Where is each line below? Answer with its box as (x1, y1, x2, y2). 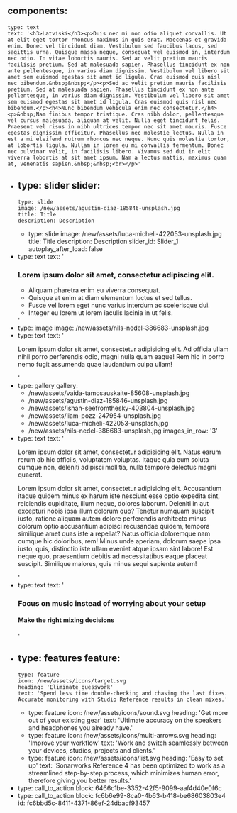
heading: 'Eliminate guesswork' (17, 683, 114, 690)
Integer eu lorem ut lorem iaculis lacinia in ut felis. (28, 308, 174, 317)
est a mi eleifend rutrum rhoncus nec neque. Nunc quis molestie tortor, (7, 135, 231, 143)
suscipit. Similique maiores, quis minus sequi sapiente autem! (17, 559, 197, 568)
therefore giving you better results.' (28, 776, 131, 785)
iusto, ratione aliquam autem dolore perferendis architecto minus (17, 514, 207, 523)
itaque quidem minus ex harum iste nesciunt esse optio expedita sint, (17, 492, 220, 500)
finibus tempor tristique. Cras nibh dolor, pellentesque (48, 111, 224, 118)
